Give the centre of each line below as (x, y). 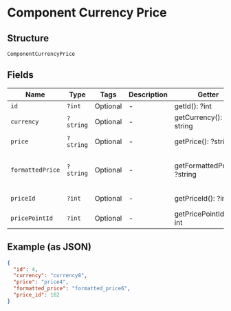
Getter (208, 94)
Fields (21, 75)
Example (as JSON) (49, 247)
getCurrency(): (198, 117)
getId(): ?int (193, 106)
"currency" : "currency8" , (51, 276)
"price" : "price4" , (41, 282)
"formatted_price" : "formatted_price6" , (72, 289)
